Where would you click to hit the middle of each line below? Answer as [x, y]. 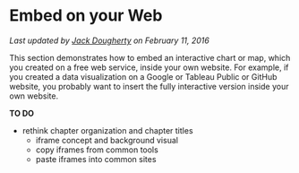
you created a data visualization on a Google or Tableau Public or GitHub [143, 76]
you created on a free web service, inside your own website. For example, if [149, 67]
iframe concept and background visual [107, 140]
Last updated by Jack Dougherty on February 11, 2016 [110, 40]
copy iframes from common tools [97, 150]
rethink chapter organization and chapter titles [108, 130]
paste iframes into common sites [96, 159]
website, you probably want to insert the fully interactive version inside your [149, 86]
